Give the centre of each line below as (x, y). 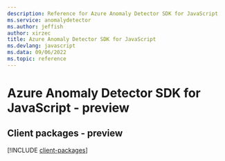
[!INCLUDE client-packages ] (47, 150)
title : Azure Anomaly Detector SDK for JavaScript (82, 40)
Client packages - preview (65, 134)
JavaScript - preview (69, 108)
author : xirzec (29, 33)
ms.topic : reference (37, 59)
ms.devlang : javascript (42, 46)
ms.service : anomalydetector (49, 20)
